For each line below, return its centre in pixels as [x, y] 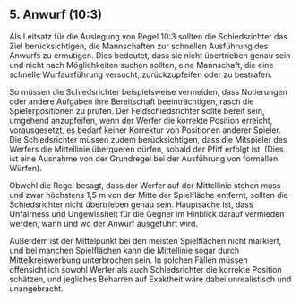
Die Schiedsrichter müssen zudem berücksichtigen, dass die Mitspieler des [148, 139]
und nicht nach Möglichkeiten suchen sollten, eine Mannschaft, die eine [142, 65]
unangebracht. [37, 288]
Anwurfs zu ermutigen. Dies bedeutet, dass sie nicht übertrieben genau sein [150, 55]
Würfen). [26, 168]
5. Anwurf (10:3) [56, 15]
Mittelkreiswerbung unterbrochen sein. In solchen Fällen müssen [129, 260]
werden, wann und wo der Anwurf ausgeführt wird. [104, 223]
